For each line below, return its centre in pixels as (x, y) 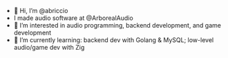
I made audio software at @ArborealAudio (73, 18)
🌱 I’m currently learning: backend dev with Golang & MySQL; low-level (114, 40)
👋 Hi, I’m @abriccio (41, 11)
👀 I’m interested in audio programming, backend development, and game (117, 25)
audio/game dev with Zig (49, 47)
